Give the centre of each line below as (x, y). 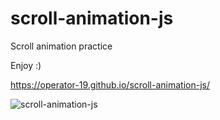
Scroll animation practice (61, 46)
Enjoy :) (26, 65)
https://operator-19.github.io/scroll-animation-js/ (110, 84)
